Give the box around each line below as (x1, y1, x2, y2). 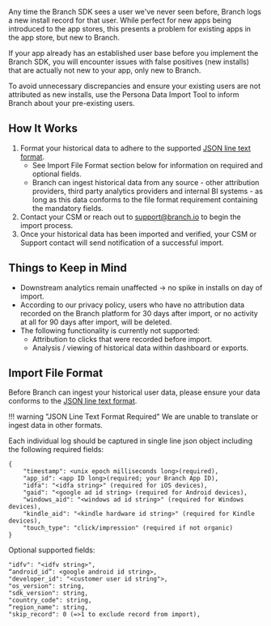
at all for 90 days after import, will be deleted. (19, 317, 172, 327)
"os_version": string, (8, 582, 85, 590)
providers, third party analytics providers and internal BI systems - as (32, 186, 263, 196)
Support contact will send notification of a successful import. (19, 238, 224, 247)
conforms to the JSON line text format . (8, 396, 138, 406)
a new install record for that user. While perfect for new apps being (8, 15, 232, 25)
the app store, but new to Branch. (8, 32, 120, 42)
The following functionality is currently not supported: (19, 325, 200, 335)
